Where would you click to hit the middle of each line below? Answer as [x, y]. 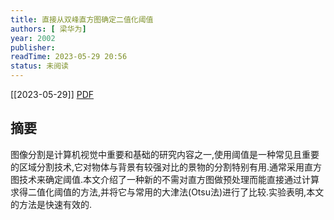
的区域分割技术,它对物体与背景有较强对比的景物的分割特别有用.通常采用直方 [166, 167]
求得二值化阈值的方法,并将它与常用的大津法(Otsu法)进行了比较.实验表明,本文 [167, 192]
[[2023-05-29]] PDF [52, 94]
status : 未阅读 [39, 66]
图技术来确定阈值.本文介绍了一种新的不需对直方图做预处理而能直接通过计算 [165, 179]
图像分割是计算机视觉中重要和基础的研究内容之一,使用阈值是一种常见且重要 [165, 154]
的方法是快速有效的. [51, 204]
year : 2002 [33, 38]
